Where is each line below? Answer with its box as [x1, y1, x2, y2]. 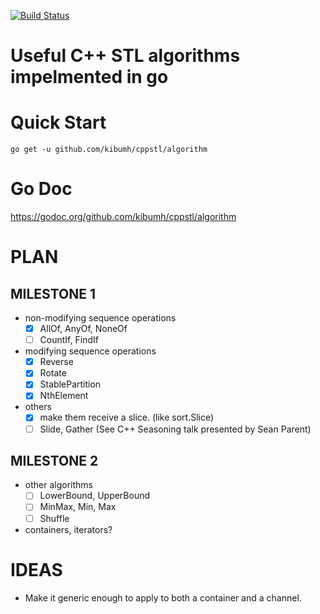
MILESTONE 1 [10, 285, 97, 302]
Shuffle [39, 512, 70, 524]
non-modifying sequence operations [24, 312, 177, 324]
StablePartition [39, 378, 102, 390]
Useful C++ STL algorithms [10, 45, 241, 67]
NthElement [39, 390, 89, 402]
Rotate [39, 367, 67, 379]
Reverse [39, 356, 74, 368]
